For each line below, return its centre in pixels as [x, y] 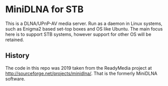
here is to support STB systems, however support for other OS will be [78, 34]
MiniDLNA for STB [44, 9]
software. [15, 79]
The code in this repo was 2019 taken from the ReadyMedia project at [79, 68]
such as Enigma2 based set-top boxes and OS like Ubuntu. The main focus [84, 28]
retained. [15, 40]
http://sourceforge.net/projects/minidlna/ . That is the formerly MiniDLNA [81, 73]
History [17, 56]
